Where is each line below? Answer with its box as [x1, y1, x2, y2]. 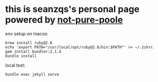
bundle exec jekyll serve [5, 71, 59, 77]
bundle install [5, 53, 37, 58]
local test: [5, 62, 25, 68]
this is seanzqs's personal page [5, 3, 140, 15]
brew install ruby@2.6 [5, 40, 52, 45]
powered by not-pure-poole [5, 14, 123, 25]
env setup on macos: [5, 30, 48, 36]
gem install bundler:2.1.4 [5, 49, 61, 54]
